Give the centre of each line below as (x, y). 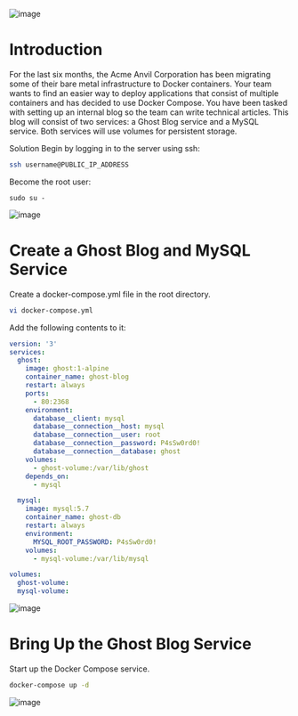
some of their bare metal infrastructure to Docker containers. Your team (141, 84)
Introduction (56, 50)
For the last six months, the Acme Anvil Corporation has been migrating (140, 74)
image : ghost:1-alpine (67, 369)
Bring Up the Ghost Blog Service (130, 644)
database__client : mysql (79, 419)
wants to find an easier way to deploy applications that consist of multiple (144, 93)
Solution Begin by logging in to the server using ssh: (105, 148)
